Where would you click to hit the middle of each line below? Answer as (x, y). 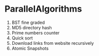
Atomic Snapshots (30, 48)
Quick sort (22, 38)
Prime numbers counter (36, 33)
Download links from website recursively (53, 43)
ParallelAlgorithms (43, 9)
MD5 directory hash (32, 27)
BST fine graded (28, 22)
